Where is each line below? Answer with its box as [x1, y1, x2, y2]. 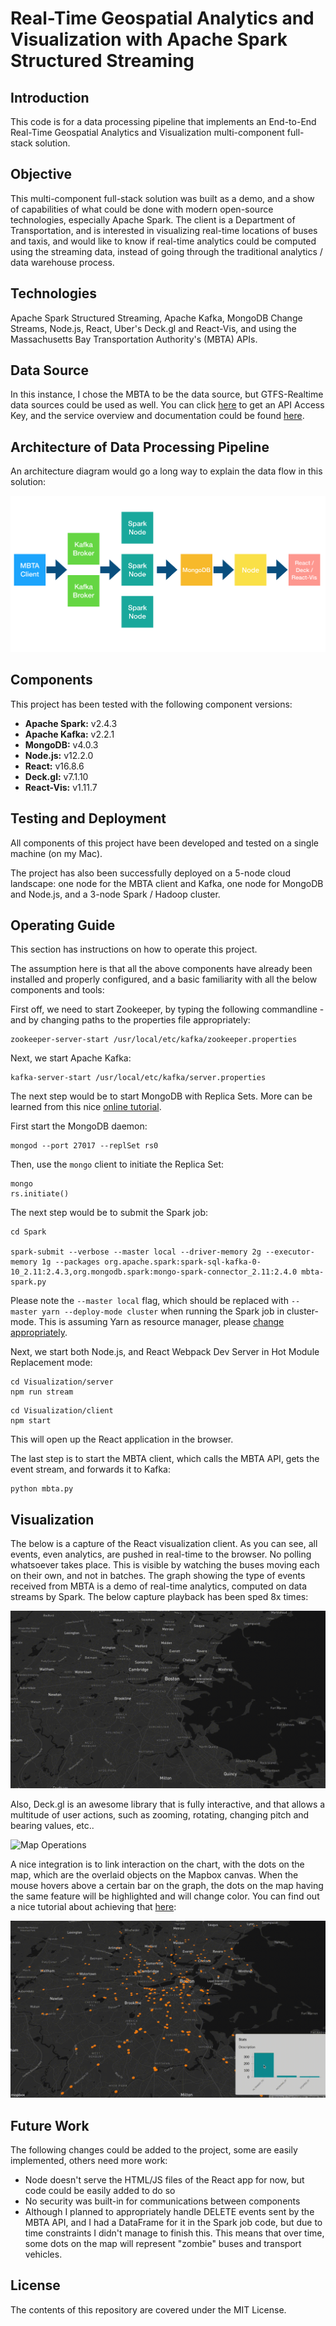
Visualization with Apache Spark [10, 28, 288, 51]
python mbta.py [10, 1484, 74, 1494]
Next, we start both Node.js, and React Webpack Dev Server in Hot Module [10, 1346, 320, 1358]
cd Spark [10, 1227, 47, 1237]
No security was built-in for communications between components [24, 2195, 301, 2207]
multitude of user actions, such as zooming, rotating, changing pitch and [10, 1808, 310, 1821]
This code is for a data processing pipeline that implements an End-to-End [10, 116, 317, 127]
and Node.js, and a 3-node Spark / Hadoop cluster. [10, 888, 221, 900]
